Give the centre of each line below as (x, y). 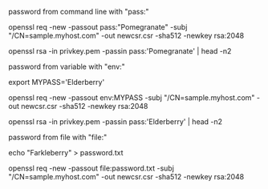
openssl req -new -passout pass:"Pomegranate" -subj (98, 27)
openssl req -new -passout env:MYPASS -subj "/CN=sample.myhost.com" (132, 98)
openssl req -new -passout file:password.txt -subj (91, 168)
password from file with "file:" (58, 137)
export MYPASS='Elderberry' (57, 82)
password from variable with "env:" (67, 66)
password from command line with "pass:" (79, 12)
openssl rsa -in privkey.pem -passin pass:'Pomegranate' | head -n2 (120, 51)
